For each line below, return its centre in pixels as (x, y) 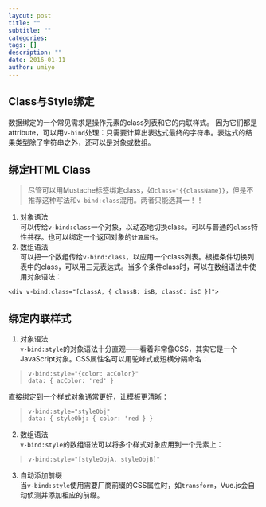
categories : (28, 38)
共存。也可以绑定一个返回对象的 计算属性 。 (95, 237)
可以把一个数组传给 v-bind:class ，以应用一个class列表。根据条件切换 (133, 257)
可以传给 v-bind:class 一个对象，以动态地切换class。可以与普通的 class (135, 227)
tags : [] (23, 45)
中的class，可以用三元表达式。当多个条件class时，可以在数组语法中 (138, 267)
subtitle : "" (30, 30)
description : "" (35, 53)
